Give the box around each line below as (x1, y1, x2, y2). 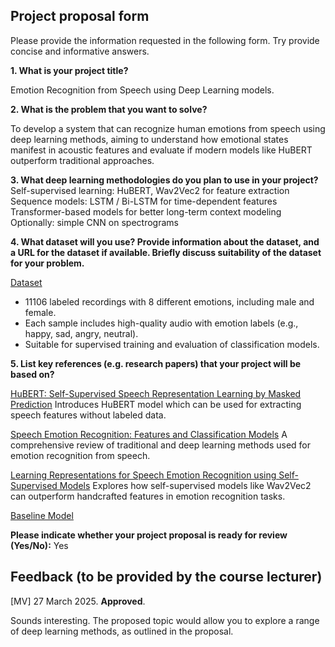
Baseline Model (10, 509, 74, 521)
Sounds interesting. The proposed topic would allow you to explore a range (10, 614, 320, 626)
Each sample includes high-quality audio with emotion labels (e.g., (24, 317, 299, 329)
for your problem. (10, 257, 85, 269)
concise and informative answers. (10, 45, 150, 57)
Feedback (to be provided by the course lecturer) (10, 569, 323, 586)
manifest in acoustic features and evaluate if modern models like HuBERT (10, 144, 313, 156)
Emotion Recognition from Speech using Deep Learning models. (10, 84, 275, 96)
